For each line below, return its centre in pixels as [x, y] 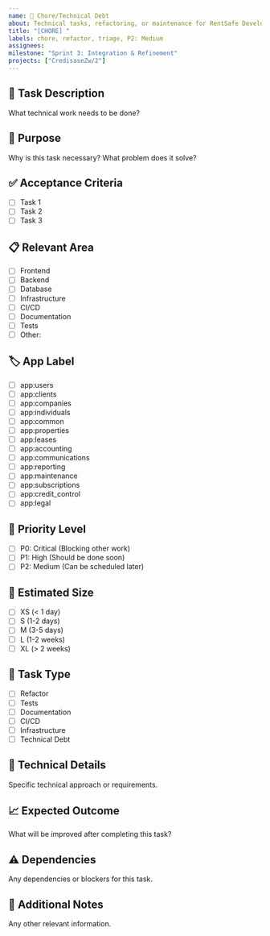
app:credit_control [50, 494]
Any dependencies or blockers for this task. [80, 879]
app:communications [55, 458]
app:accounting [46, 449]
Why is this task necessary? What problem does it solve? [102, 157]
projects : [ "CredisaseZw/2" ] [57, 61]
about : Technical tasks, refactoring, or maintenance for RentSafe [124, 23]
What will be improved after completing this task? [90, 834]
